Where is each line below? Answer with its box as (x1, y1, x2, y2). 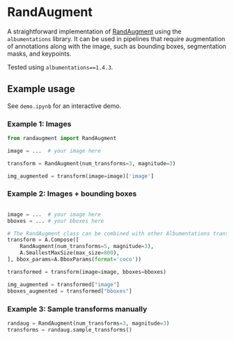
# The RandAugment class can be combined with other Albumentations (7, 230, 210, 237)
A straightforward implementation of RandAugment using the (7, 27, 182, 36)
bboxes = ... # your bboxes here (7, 217, 104, 224)
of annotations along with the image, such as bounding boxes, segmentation (7, 42, 226, 50)
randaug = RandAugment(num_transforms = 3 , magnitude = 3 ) (7, 320, 170, 327)
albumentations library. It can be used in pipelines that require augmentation (7, 34, 226, 42)
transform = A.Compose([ (7, 236, 79, 244)
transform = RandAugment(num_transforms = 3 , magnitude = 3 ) (7, 160, 176, 167)
